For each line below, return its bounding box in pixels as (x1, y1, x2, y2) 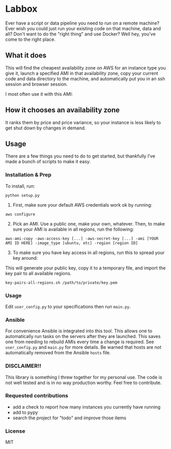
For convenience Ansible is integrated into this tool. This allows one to (5, 328, 153, 334)
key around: (12, 255, 38, 261)
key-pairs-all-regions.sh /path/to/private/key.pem (5, 280, 117, 285)
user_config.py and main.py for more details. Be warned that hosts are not (5, 344, 162, 350)
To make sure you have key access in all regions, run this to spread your (12, 249, 165, 256)
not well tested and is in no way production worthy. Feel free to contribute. (5, 379, 162, 386)
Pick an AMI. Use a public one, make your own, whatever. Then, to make (12, 220, 165, 227)
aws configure (5, 212, 36, 217)
